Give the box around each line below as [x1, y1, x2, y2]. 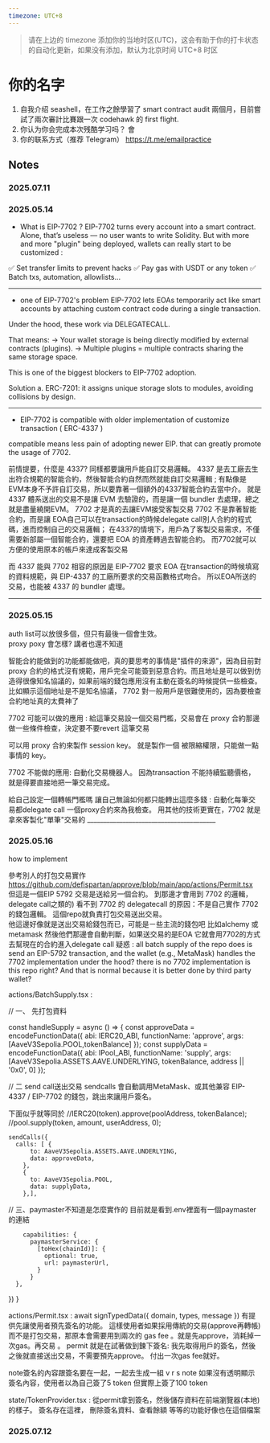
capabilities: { [22, 1231, 78, 1239]
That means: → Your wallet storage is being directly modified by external [8, 335, 249, 345]
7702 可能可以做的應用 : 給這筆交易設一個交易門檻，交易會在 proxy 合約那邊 [8, 713, 260, 724]
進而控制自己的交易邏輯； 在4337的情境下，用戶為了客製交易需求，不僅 [22, 524, 260, 535]
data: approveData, [29, 1154, 95, 1162]
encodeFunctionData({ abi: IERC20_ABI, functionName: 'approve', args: [8, 1031, 243, 1040]
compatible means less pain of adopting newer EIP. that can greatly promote [8, 439, 262, 449]
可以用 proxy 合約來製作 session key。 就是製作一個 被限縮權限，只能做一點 [8, 740, 260, 750]
